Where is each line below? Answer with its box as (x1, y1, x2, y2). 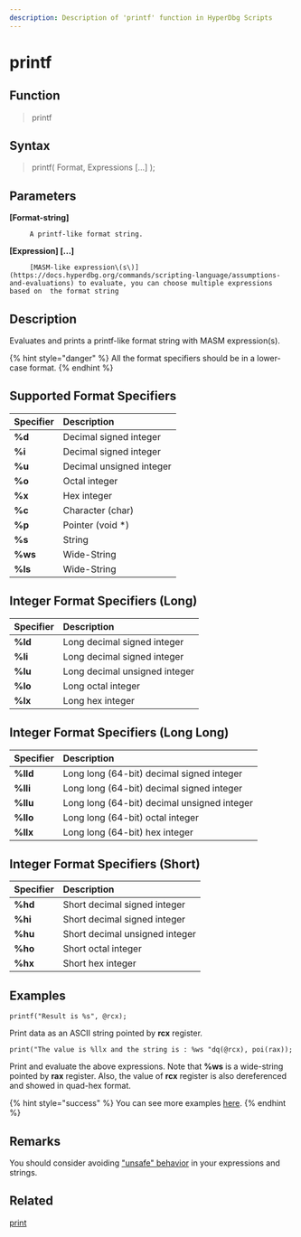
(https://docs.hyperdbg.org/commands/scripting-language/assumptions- (9, 271, 281, 280)
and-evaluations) (9, 279, 75, 288)
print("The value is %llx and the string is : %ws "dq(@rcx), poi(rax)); (9, 1045, 294, 1054)
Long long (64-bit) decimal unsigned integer (62, 796, 253, 809)
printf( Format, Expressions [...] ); (31, 162, 155, 173)
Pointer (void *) (62, 519, 129, 531)
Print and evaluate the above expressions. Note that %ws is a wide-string (9, 1061, 284, 1072)
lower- (257, 353, 282, 364)
